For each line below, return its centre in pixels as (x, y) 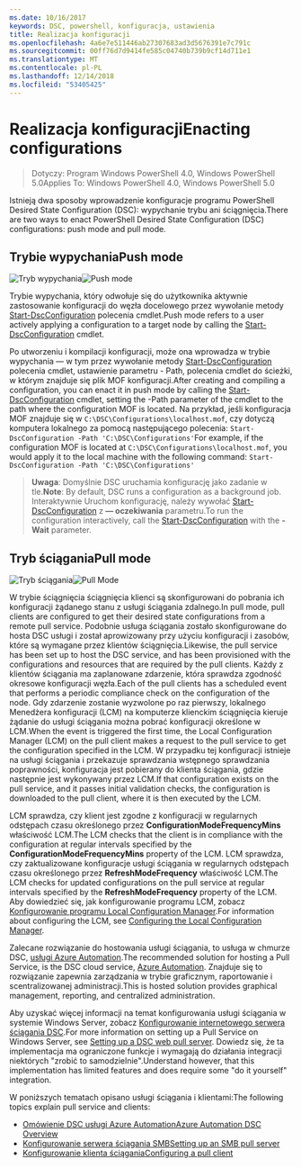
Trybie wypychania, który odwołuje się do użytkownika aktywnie (129, 296)
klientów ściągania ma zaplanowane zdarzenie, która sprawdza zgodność (146, 674)
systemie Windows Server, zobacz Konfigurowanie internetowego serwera (147, 1023)
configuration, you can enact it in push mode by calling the (118, 390)
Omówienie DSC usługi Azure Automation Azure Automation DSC (142, 1125)
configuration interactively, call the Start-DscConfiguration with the (155, 521)
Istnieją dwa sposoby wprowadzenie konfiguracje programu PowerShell (142, 200)
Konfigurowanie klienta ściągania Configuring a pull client (128, 1154)
